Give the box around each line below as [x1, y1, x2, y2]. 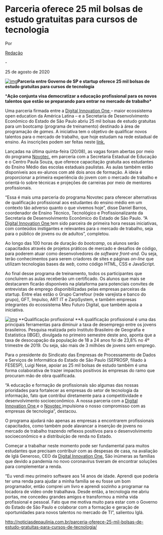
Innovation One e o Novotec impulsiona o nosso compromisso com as [5, 403, 145, 409]
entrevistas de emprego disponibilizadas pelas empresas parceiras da [5, 286, 146, 292]
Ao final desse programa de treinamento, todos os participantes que [5, 270, 143, 276]
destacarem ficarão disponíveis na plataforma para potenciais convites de [5, 280, 154, 287]
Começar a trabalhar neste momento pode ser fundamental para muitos [5, 442, 150, 448]
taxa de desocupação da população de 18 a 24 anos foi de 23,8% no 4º [5, 337, 150, 343]
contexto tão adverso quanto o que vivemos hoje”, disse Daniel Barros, [5, 205, 147, 210]
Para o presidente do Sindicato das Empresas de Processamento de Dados [5, 351, 156, 358]
